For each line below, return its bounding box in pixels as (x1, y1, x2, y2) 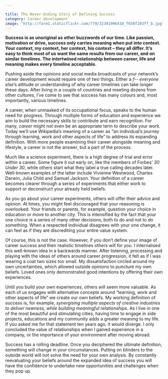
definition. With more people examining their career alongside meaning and (5, 139, 160, 145)
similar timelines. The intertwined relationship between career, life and (5, 56, 155, 62)
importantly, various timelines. (5, 97, 67, 103)
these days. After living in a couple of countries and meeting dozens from (5, 87, 156, 93)
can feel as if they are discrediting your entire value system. (5, 227, 128, 233)
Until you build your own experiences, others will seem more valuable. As (5, 284, 156, 290)
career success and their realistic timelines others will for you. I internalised (5, 242, 161, 248)
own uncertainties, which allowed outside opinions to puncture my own (5, 263, 151, 270)
